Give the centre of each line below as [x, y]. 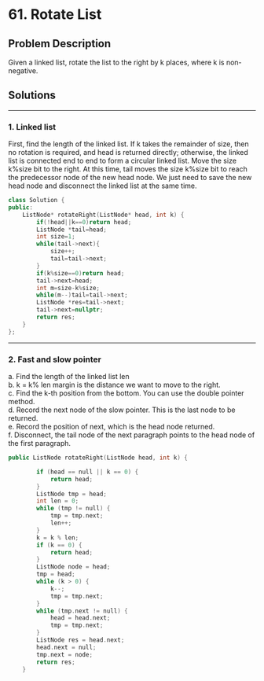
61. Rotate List [55, 15]
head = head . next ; [80, 618]
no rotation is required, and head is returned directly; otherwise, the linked [128, 153]
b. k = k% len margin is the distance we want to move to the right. [115, 385]
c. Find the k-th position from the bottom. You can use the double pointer [126, 393]
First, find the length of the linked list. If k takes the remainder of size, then [128, 144]
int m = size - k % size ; [68, 288]
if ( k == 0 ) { [59, 545]
